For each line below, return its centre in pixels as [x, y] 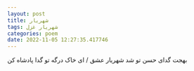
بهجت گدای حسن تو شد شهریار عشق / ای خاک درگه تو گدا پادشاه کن [97, 60]
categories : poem [33, 33]
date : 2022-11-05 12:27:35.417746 [58, 40]
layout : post [26, 14]
